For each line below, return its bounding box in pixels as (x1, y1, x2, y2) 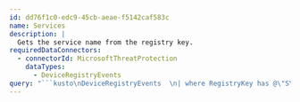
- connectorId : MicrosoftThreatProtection (17, 54, 178, 63)
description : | (9, 29, 66, 38)
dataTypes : (25, 63, 66, 72)
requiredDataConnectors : (9, 46, 102, 55)
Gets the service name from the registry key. (17, 37, 194, 47)
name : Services (9, 21, 66, 30)
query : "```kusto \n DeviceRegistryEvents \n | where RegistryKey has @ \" (9, 79, 286, 88)
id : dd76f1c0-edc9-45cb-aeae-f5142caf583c (9, 12, 170, 22)
